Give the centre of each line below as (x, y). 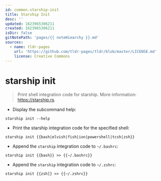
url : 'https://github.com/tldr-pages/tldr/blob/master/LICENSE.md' (85, 51)
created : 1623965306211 (30, 28)
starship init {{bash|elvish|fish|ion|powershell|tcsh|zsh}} (70, 137)
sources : (14, 42)
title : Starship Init (28, 14)
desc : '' (14, 19)
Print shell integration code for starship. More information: (77, 95)
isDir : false (19, 33)
